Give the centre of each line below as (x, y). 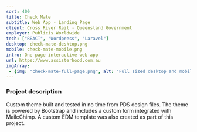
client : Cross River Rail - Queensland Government (69, 28)
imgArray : (18, 66)
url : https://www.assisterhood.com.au (53, 60)
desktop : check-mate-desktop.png (47, 44)
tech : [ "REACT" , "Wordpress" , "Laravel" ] (57, 39)
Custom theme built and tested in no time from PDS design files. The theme (97, 104)
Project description (34, 92)
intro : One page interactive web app (52, 55)
